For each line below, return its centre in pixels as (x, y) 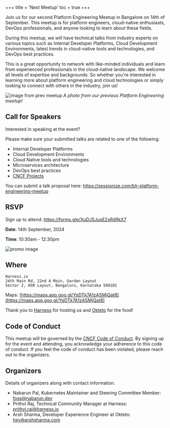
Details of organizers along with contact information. (60, 383)
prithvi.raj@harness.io (36, 409)
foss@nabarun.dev (33, 398)
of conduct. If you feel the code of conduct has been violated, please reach (84, 349)
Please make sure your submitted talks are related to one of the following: (82, 139)
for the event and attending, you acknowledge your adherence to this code (84, 344)
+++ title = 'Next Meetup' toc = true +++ (48, 7)
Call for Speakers (33, 117)
